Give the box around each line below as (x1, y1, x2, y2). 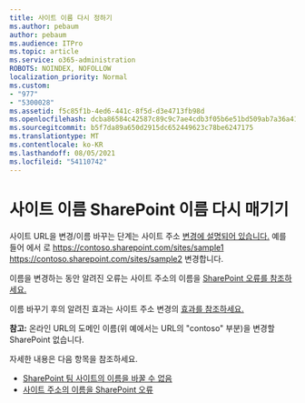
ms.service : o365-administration (9, 55, 136, 65)
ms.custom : (9, 81, 51, 90)
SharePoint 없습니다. (9, 334, 84, 346)
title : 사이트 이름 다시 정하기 (9, 13, 113, 23)
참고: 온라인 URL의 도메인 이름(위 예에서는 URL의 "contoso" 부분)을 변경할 (9, 323, 275, 334)
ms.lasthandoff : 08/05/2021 (9, 148, 116, 157)
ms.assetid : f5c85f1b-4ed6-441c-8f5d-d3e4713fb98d (9, 106, 205, 116)
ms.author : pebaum (9, 22, 79, 31)
